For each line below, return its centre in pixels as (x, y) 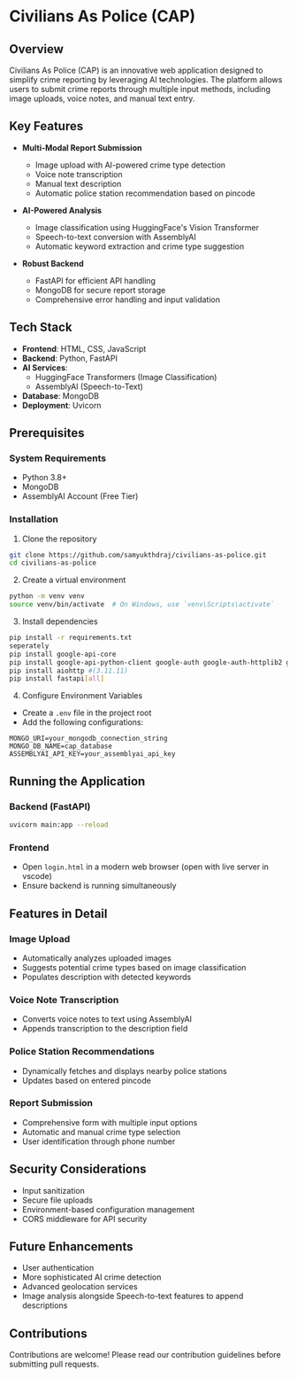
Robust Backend (53, 263)
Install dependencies (60, 621)
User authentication (58, 1268)
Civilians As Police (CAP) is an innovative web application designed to (136, 70)
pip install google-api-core (63, 654)
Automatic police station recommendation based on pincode (145, 193)
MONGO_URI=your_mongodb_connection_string (88, 739)
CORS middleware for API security (84, 1218)
